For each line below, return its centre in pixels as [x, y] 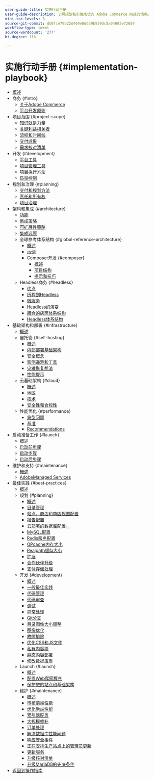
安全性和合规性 [42, 405]
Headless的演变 [43, 307]
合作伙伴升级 [40, 563]
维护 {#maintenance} [41, 691]
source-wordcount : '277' [30, 32]
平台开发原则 [32, 110]
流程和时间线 [32, 135]
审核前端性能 [40, 703]
